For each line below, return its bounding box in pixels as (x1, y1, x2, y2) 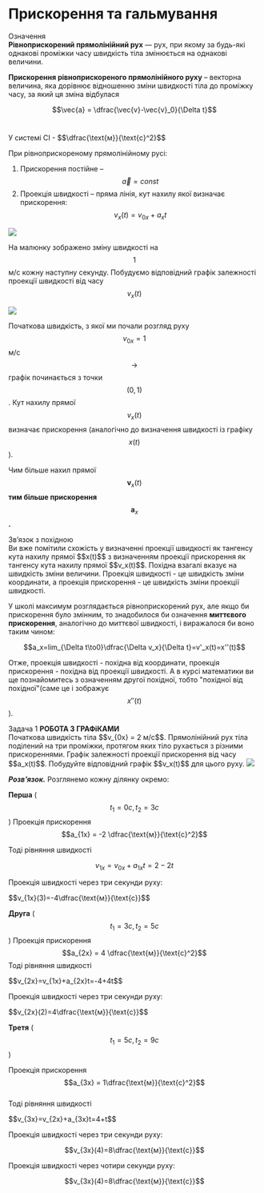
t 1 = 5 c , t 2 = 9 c (110, 1035, 159, 1046)
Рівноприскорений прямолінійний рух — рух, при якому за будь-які (8, 39, 246, 49)
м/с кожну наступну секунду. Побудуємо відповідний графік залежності (8, 267, 257, 277)
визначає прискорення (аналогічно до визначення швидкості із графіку (8, 425, 254, 435)
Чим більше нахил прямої (8, 465, 97, 475)
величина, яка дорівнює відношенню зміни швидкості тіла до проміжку (8, 81, 254, 90)
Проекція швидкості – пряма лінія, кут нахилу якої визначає (19, 189, 226, 199)
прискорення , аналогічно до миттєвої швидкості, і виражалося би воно (8, 618, 254, 628)
